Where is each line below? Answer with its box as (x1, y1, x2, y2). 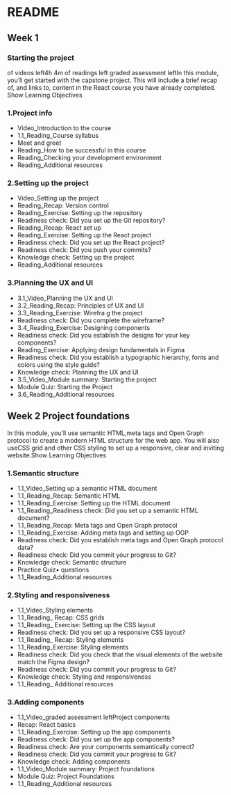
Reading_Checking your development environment (17, 154, 162, 162)
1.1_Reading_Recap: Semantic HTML (17, 491, 121, 500)
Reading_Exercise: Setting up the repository (17, 209, 143, 217)
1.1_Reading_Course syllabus (17, 132, 99, 140)
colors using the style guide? (17, 360, 101, 369)
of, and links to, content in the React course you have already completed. (7, 83, 216, 91)
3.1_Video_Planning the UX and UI (17, 294, 113, 302)
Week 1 (7, 32, 39, 44)
